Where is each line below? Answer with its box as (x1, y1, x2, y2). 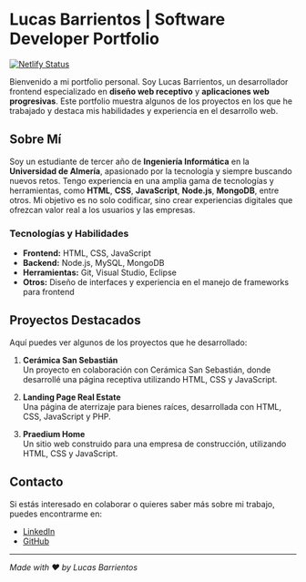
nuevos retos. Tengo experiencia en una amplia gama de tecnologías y (9, 175, 275, 186)
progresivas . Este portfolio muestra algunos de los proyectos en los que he (9, 96, 293, 107)
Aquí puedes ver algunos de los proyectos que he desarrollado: (9, 337, 248, 348)
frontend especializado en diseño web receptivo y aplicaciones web (9, 86, 270, 97)
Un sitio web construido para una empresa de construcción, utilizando (22, 438, 287, 449)
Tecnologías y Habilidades (9, 227, 129, 240)
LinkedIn (22, 526, 56, 536)
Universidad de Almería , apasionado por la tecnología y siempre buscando (9, 165, 293, 177)
